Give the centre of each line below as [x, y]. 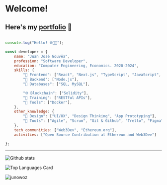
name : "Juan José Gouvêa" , [42, 56]
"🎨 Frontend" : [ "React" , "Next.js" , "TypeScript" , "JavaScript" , [92, 75]
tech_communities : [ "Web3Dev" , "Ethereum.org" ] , [65, 130]
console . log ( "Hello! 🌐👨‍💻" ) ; [35, 43]
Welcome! [27, 9]
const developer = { [27, 52]
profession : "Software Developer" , [51, 61]
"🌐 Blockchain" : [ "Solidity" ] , [56, 93]
